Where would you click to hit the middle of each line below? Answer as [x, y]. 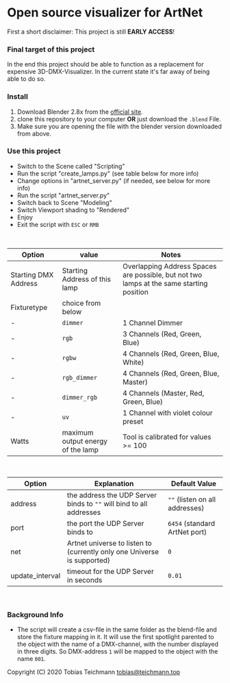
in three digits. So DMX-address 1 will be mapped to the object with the [117, 651]
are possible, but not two [162, 274]
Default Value [194, 483]
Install [18, 97]
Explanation [114, 483]
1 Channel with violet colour [168, 413]
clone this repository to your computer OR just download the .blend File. [119, 119]
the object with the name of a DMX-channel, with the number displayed [118, 644]
